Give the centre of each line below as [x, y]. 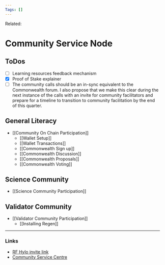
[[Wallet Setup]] [35, 138]
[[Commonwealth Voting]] [46, 164]
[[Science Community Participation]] [49, 191]
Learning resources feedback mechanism [54, 73]
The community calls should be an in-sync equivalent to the [73, 84]
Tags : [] [14, 10]
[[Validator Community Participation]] [50, 218]
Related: [14, 24]
